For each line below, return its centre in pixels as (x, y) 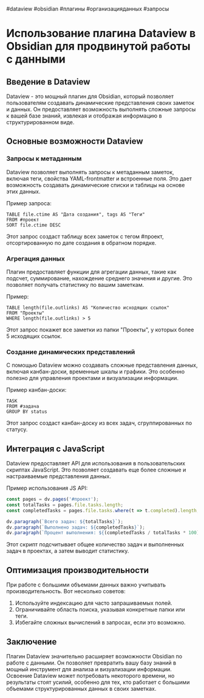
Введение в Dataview (48, 82)
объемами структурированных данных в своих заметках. (81, 688)
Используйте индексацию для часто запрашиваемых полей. (93, 603)
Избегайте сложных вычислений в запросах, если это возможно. (100, 622)
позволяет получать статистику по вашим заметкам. (75, 284)
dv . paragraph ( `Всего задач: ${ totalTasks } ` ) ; (65, 521)
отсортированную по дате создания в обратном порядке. (81, 242)
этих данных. (23, 191)
